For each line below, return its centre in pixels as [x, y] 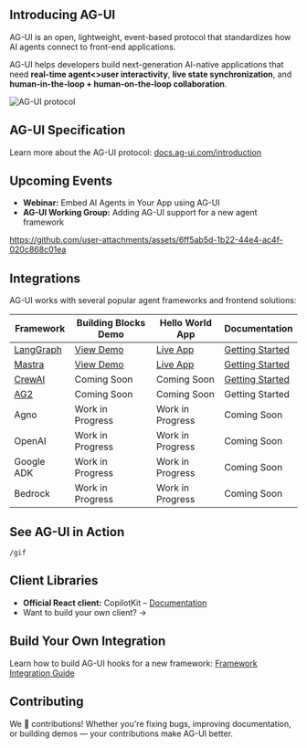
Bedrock [32, 494]
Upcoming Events [61, 181]
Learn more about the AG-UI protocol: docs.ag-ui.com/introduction [136, 152]
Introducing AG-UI [63, 15]
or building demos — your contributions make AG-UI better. [122, 733]
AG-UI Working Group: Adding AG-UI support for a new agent [140, 213]
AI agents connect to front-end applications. [93, 47]
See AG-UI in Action [67, 532]
